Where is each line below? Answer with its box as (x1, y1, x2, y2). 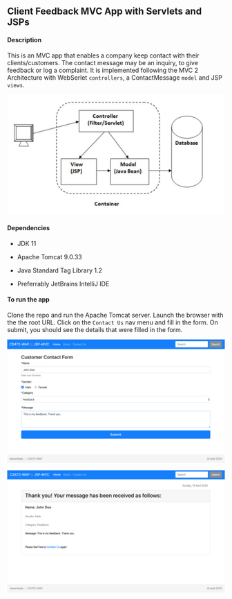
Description (7, 35, 42, 44)
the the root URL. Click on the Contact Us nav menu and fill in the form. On (7, 318, 219, 327)
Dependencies (7, 224, 50, 232)
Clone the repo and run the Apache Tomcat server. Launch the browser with (7, 311, 224, 320)
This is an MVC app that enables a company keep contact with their (7, 51, 200, 60)
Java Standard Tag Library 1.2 (17, 266, 102, 275)
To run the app (7, 295, 50, 304)
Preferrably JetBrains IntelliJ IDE (17, 279, 110, 288)
